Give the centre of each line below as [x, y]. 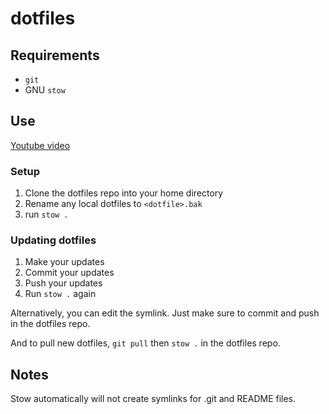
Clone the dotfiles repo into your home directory [124, 193]
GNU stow [45, 90]
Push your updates [63, 283]
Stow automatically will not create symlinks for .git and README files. [153, 399]
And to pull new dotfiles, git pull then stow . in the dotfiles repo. [145, 343]
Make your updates [64, 262]
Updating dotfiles [53, 240]
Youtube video [40, 145]
